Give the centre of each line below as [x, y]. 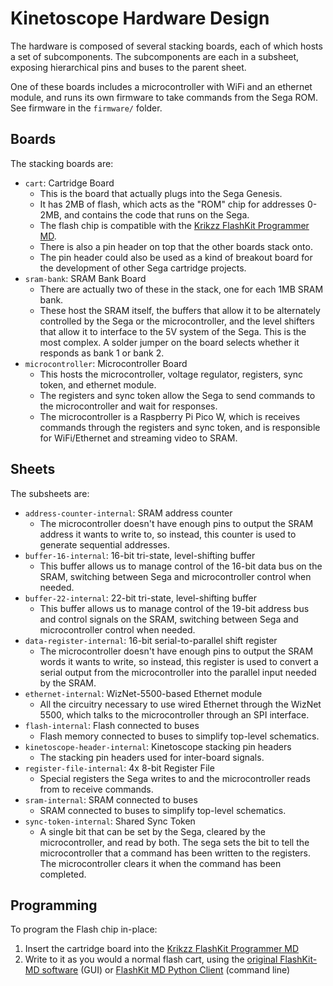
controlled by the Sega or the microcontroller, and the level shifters [177, 321]
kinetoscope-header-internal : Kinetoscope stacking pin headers [158, 746]
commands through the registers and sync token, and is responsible [180, 427]
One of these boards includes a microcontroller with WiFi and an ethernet [161, 86]
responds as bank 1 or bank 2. [102, 353]
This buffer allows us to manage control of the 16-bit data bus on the [181, 566]
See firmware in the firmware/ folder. [86, 108]
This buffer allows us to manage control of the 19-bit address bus [174, 608]
